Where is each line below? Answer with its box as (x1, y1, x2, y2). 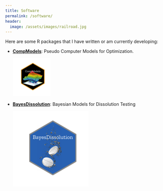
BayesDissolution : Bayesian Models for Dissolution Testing (12, 101, 136, 107)
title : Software (5, 8, 39, 13)
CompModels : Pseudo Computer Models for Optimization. (12, 48, 134, 54)
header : (5, 19, 22, 24)
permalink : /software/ (5, 13, 53, 19)
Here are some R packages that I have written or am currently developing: (5, 38, 158, 45)
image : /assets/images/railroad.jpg (10, 24, 87, 29)
